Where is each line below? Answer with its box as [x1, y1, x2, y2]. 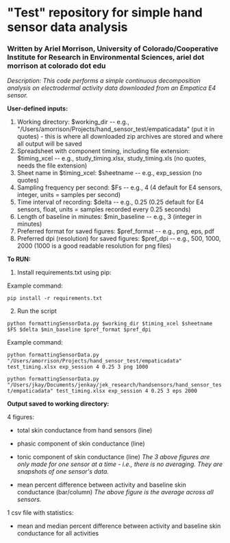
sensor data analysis [7, 19, 128, 35]
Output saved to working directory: [7, 400, 110, 408]
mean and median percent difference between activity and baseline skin [16, 522, 221, 530]
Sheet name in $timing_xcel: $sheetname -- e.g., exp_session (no [16, 169, 202, 177]
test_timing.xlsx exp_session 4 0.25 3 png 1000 [7, 364, 149, 371]
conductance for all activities [16, 529, 99, 538]
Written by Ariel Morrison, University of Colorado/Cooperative [7, 44, 219, 54]
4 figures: [7, 413, 35, 421]
